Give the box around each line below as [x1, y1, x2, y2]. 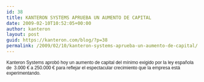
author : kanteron [6, 26, 51, 32]
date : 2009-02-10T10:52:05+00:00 [6, 20, 92, 26]
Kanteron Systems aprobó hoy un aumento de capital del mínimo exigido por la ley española [6, 59, 194, 66]
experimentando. [6, 70, 41, 76]
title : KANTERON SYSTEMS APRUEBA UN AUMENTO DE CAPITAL [6, 15, 151, 21]
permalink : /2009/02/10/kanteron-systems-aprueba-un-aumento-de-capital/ [6, 43, 199, 49]
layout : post [6, 32, 40, 38]
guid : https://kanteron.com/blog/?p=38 [6, 37, 108, 43]
